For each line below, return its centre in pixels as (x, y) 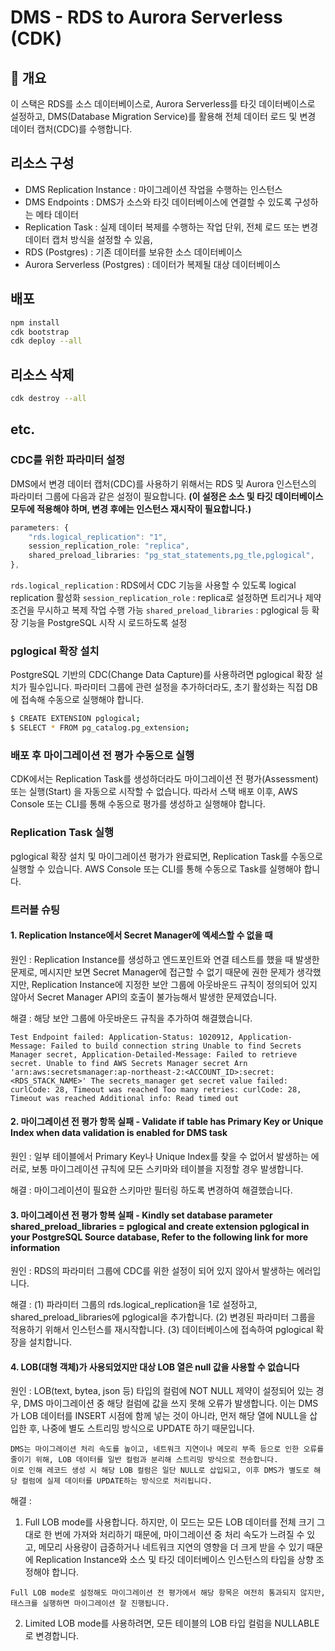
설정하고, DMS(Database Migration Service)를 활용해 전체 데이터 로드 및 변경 (163, 116)
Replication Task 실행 (62, 833)
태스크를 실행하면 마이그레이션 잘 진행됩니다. (90, 1604)
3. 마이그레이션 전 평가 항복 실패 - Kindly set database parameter (141, 1215)
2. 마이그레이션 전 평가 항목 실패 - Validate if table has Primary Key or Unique (167, 1122)
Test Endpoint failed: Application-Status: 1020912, (122, 1037)
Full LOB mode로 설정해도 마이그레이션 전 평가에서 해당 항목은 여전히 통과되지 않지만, (168, 1593)
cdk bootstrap (40, 332)
